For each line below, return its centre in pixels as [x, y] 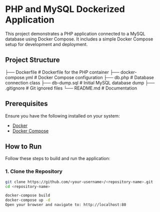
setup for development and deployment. [46, 44]
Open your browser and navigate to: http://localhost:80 [66, 205]
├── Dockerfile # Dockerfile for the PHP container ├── [62, 72]
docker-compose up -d [28, 200]
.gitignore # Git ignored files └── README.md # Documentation [71, 88]
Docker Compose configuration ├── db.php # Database [96, 77]
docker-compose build [28, 195]
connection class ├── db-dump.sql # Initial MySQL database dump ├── [80, 82]
